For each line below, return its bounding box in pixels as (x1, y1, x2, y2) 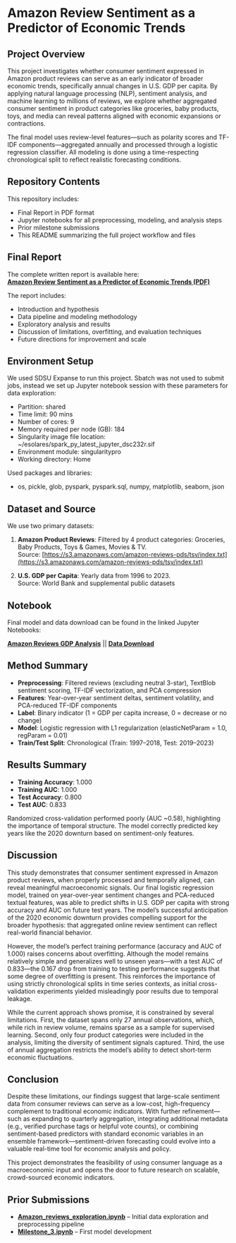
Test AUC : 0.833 (17, 800, 67, 809)
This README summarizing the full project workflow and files (17, 231, 196, 239)
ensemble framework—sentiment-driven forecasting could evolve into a (7, 1137, 216, 1146)
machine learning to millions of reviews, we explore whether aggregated (7, 97, 217, 105)
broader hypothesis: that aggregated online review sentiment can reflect (7, 920, 218, 929)
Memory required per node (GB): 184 (17, 425, 125, 433)
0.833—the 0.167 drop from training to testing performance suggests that (7, 964, 220, 973)
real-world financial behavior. (7, 928, 93, 937)
